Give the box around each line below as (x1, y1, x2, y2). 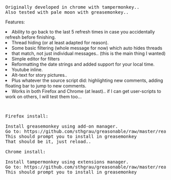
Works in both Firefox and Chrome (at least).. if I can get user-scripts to (12, 88, 161, 94)
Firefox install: (5, 113, 48, 119)
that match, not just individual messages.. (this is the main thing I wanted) (12, 50, 166, 56)
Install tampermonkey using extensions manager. (5, 159, 129, 165)
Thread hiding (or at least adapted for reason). (12, 40, 109, 45)
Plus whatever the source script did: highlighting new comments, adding (12, 77, 163, 83)
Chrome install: (5, 149, 46, 155)
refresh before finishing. (5, 34, 56, 40)
